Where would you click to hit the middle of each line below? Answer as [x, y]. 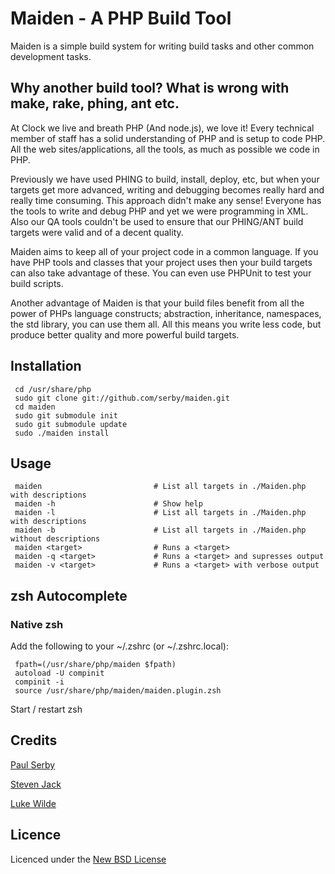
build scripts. [37, 283]
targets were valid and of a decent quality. [97, 232]
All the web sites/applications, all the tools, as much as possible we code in [165, 149]
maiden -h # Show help [108, 504]
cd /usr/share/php [53, 389]
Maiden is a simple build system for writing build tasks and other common [162, 46]
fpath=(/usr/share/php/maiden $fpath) [95, 665]
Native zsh [37, 624]
